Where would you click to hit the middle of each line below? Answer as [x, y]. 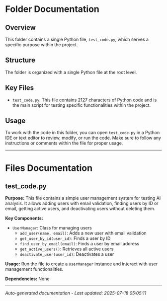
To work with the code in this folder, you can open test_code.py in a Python [83, 133]
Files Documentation [49, 168]
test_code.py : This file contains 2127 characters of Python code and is [84, 100]
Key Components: [24, 218]
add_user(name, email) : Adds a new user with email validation [83, 233]
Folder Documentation [52, 9]
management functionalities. [34, 269]
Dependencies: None [27, 279]
